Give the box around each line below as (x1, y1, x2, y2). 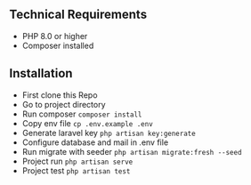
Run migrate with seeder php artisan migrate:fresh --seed (21, 146, 242, 157)
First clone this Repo (21, 89, 98, 101)
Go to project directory (21, 99, 106, 109)
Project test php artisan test (21, 165, 131, 176)
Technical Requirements (9, 7, 148, 22)
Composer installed (21, 40, 94, 51)
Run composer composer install (21, 109, 142, 119)
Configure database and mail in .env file (21, 137, 169, 148)
